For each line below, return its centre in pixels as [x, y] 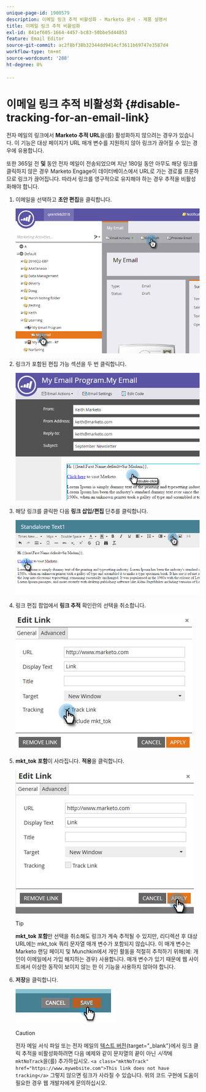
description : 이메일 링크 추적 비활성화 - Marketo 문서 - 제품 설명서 [87, 19]
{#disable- [153, 104]
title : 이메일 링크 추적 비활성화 [43, 26]
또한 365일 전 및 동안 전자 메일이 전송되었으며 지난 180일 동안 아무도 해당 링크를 [102, 164]
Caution [25, 1033]
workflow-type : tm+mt [34, 52]
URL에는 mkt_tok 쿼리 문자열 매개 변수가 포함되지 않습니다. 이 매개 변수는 [103, 944]
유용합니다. [31, 151]
